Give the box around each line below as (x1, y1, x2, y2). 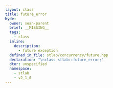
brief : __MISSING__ (9, 25, 49, 30)
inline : (9, 39, 25, 44)
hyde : (5, 16, 16, 21)
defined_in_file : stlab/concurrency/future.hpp (9, 52, 109, 58)
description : (14, 44, 41, 48)
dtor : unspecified (9, 62, 47, 66)
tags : (9, 30, 21, 35)
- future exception (18, 48, 58, 53)
